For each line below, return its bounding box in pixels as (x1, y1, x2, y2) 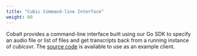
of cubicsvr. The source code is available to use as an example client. (6, 42, 175, 50)
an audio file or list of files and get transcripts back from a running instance (6, 37, 189, 44)
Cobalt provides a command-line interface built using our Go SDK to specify (6, 30, 191, 37)
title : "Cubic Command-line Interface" (6, 8, 104, 15)
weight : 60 (6, 14, 33, 20)
